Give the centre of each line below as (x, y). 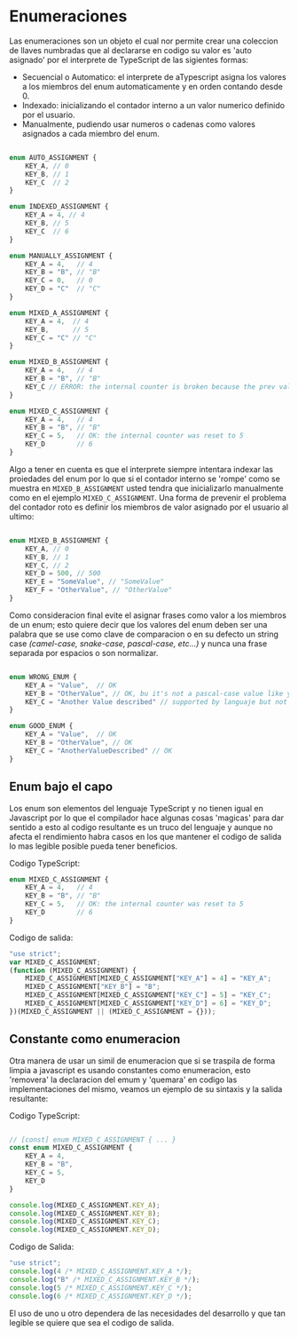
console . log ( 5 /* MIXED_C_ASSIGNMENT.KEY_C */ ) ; (101, 1288)
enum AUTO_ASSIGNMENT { (53, 157)
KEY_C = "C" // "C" (61, 338)
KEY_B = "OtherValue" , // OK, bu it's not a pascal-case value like (154, 693)
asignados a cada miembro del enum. (90, 133)
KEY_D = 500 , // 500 (63, 574)
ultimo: (22, 516)
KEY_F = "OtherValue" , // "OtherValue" (99, 590)
